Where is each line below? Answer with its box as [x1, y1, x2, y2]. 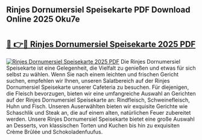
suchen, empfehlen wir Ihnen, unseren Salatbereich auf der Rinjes [6, 78, 170, 84]
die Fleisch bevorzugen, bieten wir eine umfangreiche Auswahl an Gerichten [6, 90, 196, 97]
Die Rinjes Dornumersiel [120, 58, 181, 65]
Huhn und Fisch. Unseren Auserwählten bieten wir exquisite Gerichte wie [6, 103, 188, 110]
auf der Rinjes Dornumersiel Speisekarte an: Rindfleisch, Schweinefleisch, [6, 96, 190, 103]
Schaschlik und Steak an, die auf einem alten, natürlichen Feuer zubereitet [6, 109, 191, 116]
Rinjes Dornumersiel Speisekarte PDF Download [6, 5, 191, 15]
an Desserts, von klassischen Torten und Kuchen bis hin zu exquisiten [6, 122, 180, 129]
